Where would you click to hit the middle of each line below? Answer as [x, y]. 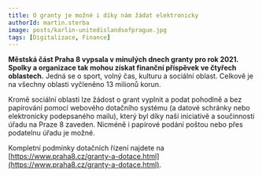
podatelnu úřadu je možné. [52, 133]
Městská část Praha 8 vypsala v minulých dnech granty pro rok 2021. [124, 60]
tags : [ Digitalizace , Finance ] [59, 37]
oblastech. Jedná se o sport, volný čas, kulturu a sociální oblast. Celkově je [131, 76]
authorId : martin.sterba [49, 23]
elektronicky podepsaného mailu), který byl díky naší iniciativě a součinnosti [131, 116]
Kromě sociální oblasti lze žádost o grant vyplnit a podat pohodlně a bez [125, 99]
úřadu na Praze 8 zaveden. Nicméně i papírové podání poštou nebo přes [126, 125]
